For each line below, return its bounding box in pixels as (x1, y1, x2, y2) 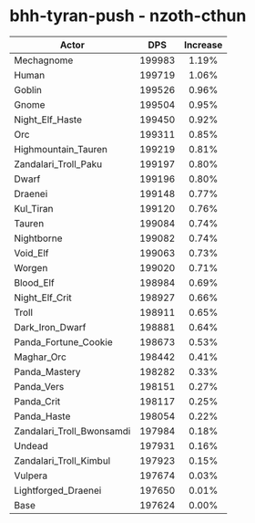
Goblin (14, 83, 43, 96)
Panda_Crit (14, 394, 61, 407)
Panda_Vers (14, 380, 65, 392)
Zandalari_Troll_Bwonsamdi (14, 424, 131, 437)
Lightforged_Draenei (14, 484, 102, 497)
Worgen (14, 261, 48, 274)
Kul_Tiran (14, 202, 54, 214)
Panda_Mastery (14, 365, 81, 378)
